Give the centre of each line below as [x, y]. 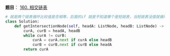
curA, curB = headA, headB [52, 31]
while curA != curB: [45, 35]
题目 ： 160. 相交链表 [26, 7]
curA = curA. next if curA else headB [72, 40]
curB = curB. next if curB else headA [72, 45]
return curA [36, 49]
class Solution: [22, 21]
